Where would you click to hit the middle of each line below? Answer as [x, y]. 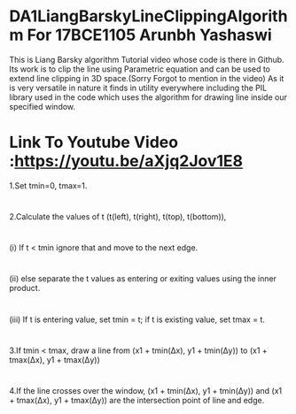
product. [25, 288]
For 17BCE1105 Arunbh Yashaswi [149, 35]
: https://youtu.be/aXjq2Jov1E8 [126, 161]
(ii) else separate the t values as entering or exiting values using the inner [143, 279]
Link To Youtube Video [94, 142]
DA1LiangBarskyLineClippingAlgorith [148, 16]
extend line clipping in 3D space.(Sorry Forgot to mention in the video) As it [147, 78]
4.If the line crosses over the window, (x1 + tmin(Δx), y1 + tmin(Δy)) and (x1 [145, 391]
